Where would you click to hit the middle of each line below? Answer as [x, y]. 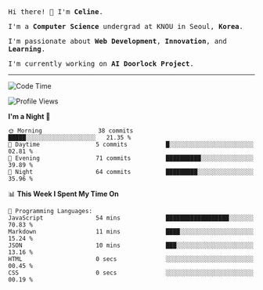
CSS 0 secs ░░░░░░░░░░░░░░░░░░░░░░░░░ [131, 273]
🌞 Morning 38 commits [71, 131]
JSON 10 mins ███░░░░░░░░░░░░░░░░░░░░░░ [131, 245]
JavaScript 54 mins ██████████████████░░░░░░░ [131, 218]
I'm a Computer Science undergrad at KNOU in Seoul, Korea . [126, 26]
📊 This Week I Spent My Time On [63, 194]
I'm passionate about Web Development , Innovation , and [117, 41]
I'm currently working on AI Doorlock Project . [101, 64]
